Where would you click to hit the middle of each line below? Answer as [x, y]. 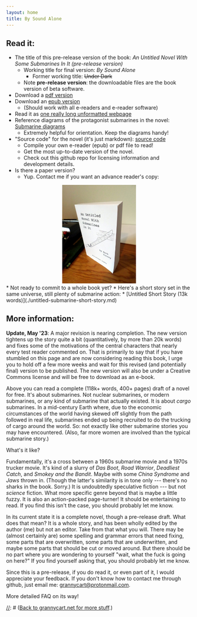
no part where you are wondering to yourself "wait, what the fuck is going [96, 554]
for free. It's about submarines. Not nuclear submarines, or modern [88, 394]
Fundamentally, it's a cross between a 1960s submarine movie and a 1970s [97, 461]
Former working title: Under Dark [72, 76]
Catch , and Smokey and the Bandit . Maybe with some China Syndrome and [98, 474]
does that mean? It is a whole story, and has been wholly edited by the [92, 523]
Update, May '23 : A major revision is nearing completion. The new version [97, 333]
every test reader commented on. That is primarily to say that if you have [94, 352]
